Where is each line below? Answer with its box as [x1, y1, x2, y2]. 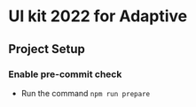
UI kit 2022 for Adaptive [8, 6, 188, 27]
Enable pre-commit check [8, 68, 122, 80]
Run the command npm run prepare [20, 88, 151, 98]
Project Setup [8, 42, 86, 57]
